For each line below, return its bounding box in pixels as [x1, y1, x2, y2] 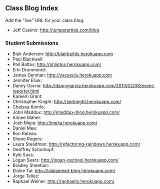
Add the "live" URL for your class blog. [5, 17, 85, 23]
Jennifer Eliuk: [12, 77, 42, 83]
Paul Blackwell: [12, 56, 44, 62]
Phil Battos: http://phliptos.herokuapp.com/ [12, 61, 101, 67]
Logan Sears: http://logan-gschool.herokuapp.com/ [12, 157, 119, 163]
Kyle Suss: [12, 152, 34, 158]
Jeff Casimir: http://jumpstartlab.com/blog [12, 27, 99, 33]
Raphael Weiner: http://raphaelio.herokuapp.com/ [12, 178, 115, 184]
